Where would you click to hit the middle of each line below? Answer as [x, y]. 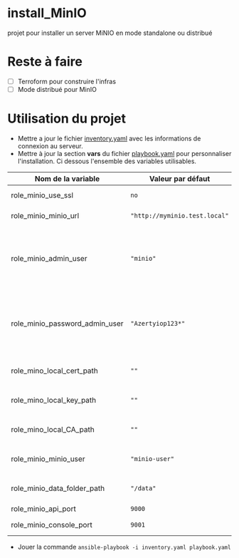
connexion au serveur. [50, 146]
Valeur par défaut [180, 178]
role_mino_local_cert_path [54, 371]
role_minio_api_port [43, 509]
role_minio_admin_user [49, 258]
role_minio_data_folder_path [58, 488]
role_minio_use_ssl [42, 195]
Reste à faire [45, 62]
